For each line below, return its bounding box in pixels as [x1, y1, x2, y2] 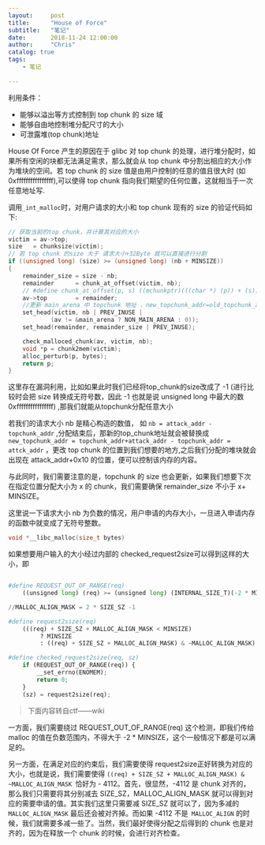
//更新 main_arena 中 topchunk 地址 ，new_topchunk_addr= [22, 301, 210, 309]
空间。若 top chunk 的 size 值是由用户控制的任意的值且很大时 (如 [35, 166, 246, 175]
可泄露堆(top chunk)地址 [19, 129, 99, 139]
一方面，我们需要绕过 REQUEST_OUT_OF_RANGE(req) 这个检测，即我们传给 [8, 723, 255, 732]
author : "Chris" [8, 41, 77, 49]
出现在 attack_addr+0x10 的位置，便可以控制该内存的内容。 [8, 455, 201, 465]
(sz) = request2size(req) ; [22, 690, 111, 698]
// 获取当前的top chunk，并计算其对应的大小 [8, 228, 140, 236]
